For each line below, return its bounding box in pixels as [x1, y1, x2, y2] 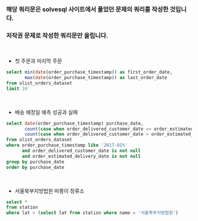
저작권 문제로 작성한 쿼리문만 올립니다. [6, 31, 108, 40]
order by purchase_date [6, 164, 65, 170]
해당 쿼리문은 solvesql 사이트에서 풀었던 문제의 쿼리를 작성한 [6, 5, 169, 13]
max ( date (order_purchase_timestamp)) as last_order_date [24, 75, 167, 81]
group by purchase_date [6, 158, 65, 165]
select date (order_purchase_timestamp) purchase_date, [6, 120, 144, 126]
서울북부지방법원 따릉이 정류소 [14, 187, 84, 194]
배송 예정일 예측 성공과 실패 [14, 108, 78, 116]
